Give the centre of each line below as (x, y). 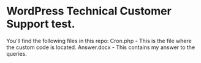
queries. (17, 53)
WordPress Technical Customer (89, 11)
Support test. (41, 24)
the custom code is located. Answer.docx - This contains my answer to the (101, 47)
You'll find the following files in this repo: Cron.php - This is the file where (99, 41)
